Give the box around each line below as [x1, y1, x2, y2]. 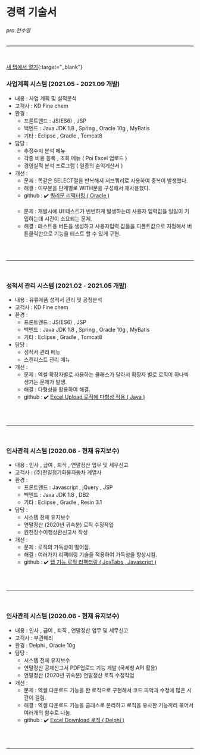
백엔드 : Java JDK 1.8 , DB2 [23, 491, 89, 499]
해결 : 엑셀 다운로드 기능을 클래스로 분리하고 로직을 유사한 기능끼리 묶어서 [23, 701, 194, 708]
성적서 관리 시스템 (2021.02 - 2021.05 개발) [6, 282, 127, 290]
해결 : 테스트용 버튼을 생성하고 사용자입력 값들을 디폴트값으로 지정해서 [23, 222, 186, 230]
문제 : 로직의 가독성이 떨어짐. [23, 543, 90, 551]
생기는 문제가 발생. [23, 378, 67, 386]
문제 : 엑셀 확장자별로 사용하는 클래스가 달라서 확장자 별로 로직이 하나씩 [23, 371, 189, 378]
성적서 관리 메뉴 [23, 348, 61, 356]
